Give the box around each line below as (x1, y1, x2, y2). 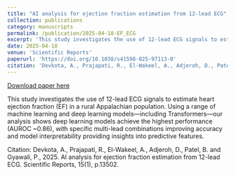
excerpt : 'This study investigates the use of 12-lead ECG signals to (7, 36, 218, 43)
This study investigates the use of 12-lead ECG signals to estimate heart (7, 95, 215, 103)
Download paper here (7, 81, 70, 89)
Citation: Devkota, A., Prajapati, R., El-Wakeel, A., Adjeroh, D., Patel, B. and (7, 145, 222, 153)
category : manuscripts (7, 23, 73, 30)
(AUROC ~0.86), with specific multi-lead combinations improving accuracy (7, 124, 222, 132)
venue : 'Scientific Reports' (7, 50, 92, 56)
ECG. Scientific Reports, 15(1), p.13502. (7, 160, 119, 168)
